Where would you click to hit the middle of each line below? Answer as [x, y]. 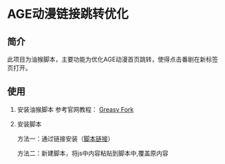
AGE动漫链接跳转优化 [68, 14]
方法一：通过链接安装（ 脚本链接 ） [65, 139]
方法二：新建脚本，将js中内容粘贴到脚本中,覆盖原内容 [93, 153]
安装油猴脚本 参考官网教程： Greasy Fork [75, 109]
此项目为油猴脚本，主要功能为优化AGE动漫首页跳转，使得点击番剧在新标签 [113, 59]
